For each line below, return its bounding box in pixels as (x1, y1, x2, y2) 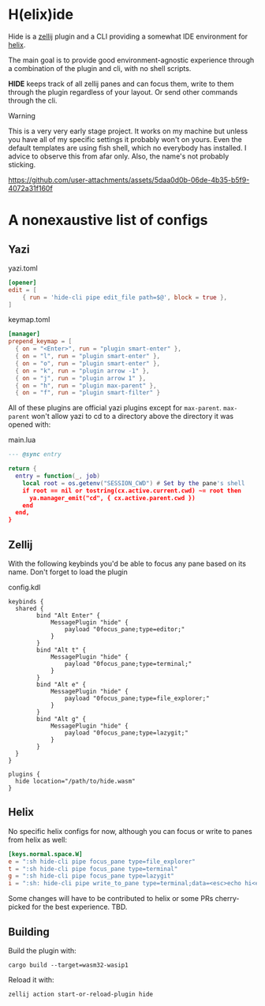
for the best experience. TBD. (32, 902, 128, 912)
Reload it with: (8, 975, 54, 984)
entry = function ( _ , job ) (15, 472, 101, 481)
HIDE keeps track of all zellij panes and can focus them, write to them (8, 79, 234, 88)
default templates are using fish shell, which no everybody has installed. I (8, 143, 247, 152)
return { (8, 465, 37, 473)
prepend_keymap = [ (8, 338, 73, 346)
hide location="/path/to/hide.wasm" (15, 777, 136, 785)
